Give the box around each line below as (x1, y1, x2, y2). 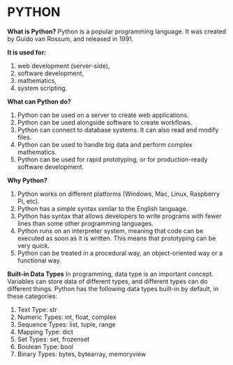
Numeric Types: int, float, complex (17, 313, 116, 321)
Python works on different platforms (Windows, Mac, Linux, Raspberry (17, 189, 220, 198)
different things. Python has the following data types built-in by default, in (7, 284, 219, 293)
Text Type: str (17, 305, 57, 313)
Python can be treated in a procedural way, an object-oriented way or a (17, 249, 223, 257)
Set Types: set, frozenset (17, 335, 90, 343)
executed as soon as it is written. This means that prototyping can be (17, 234, 216, 242)
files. (17, 133, 32, 141)
